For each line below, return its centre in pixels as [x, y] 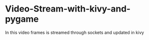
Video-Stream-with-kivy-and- [68, 9]
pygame [22, 19]
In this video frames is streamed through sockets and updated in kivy [74, 32]
